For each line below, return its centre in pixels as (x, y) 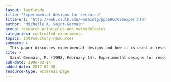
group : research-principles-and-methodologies (55, 29)
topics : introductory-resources (39, 39)
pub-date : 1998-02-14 (28, 62)
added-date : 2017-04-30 (31, 67)
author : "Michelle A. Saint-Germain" (45, 24)
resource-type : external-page (37, 72)
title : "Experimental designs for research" (53, 15)
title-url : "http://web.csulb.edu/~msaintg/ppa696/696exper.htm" (76, 19)
